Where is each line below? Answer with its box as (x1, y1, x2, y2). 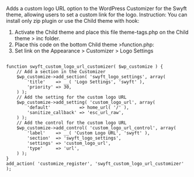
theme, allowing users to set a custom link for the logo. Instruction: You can (6, 11, 188, 18)
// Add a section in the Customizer (16, 69, 106, 75)
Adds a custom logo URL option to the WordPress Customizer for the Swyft (6, 5, 187, 12)
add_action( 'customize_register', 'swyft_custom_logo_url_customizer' (6, 161, 184, 166)
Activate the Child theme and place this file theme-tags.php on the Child (14, 29, 189, 36)
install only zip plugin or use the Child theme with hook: (6, 18, 140, 24)
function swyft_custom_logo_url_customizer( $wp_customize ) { (6, 64, 164, 70)
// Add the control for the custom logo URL (16, 120, 127, 126)
